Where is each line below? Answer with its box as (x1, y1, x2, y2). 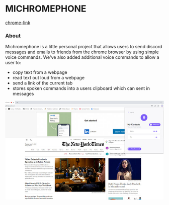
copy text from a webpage (12, 69, 67, 75)
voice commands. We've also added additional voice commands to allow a (5, 54, 159, 60)
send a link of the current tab (12, 80, 73, 86)
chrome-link (5, 20, 31, 26)
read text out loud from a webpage (12, 75, 84, 81)
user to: (5, 60, 21, 66)
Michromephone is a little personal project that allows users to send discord (5, 44, 162, 50)
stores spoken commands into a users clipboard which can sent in (12, 85, 150, 91)
